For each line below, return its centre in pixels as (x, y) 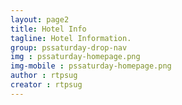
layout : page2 (40, 19)
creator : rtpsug (46, 85)
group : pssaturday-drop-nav (69, 47)
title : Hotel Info (48, 29)
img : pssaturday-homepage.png (75, 57)
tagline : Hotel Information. (71, 38)
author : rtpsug (44, 76)
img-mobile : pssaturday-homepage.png (91, 66)
